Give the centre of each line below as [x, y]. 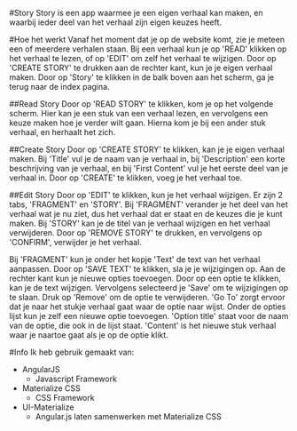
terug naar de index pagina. [59, 87]
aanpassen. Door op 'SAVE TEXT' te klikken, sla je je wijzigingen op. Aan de [148, 269]
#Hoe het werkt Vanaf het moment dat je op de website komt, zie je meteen [147, 40]
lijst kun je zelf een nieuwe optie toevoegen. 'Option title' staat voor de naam [149, 316]
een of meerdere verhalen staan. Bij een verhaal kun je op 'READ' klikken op [148, 49]
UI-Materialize [48, 407]
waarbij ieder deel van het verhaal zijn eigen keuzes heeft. [116, 22]
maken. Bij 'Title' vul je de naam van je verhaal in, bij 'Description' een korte [147, 159]
